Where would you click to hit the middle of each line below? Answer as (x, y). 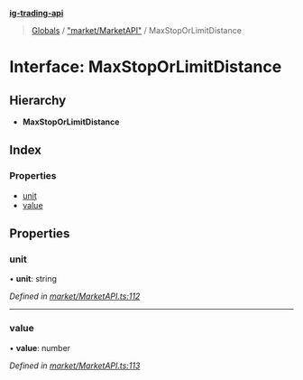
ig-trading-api (37, 13)
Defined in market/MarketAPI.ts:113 (75, 366)
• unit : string (33, 279)
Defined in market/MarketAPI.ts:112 (75, 296)
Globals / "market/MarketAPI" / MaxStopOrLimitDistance (136, 30)
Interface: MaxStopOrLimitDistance (146, 67)
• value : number (40, 348)
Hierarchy (38, 100)
